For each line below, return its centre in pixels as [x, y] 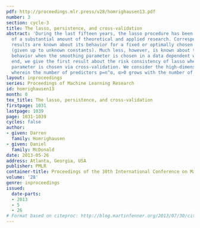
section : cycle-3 [28, 23]
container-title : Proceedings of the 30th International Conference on [97, 172]
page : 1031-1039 [26, 116]
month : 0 [17, 94]
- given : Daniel [26, 144]
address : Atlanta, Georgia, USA [46, 161]
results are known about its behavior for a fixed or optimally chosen [102, 45]
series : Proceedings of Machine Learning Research [70, 84]
